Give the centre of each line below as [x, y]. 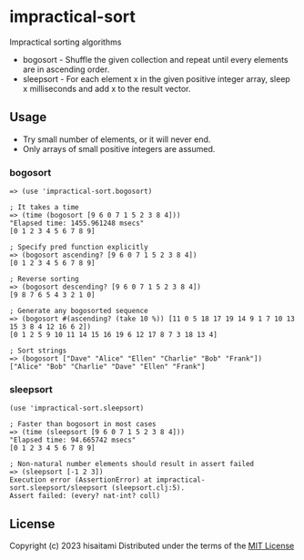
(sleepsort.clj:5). [147, 488]
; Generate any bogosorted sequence [79, 311]
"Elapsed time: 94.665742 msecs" [73, 440]
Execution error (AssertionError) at [81, 480]
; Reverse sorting [44, 280]
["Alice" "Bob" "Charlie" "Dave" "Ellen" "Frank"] [107, 367]
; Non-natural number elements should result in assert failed [132, 464]
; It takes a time [44, 208]
